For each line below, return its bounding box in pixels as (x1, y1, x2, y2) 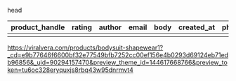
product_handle (11, 22, 65, 32)
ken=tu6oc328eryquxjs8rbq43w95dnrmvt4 (7, 66, 133, 74)
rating (71, 22, 93, 32)
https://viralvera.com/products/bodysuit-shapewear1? (7, 43, 164, 52)
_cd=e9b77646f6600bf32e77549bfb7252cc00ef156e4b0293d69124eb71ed (7, 51, 229, 59)
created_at (178, 22, 216, 32)
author (98, 22, 122, 32)
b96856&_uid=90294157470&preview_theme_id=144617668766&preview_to (7, 59, 228, 66)
